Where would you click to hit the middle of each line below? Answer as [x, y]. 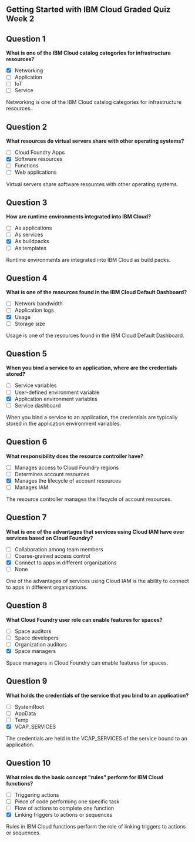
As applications [33, 228]
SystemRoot [29, 706]
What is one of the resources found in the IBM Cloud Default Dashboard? [97, 292]
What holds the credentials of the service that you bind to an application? [97, 695]
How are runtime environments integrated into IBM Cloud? [79, 217]
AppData [25, 713]
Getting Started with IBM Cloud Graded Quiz [88, 10]
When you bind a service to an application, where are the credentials [92, 368]
